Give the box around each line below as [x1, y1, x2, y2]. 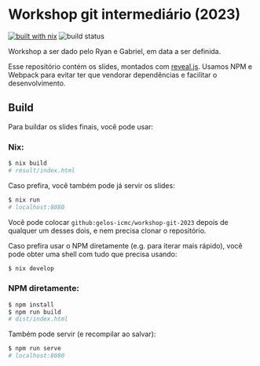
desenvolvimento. [8, 78, 66, 88]
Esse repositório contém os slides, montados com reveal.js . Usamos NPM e [8, 61, 253, 71]
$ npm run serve [8, 345, 61, 353]
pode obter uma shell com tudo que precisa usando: [8, 249, 178, 259]
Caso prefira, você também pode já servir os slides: [8, 180, 175, 190]
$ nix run [8, 196, 41, 204]
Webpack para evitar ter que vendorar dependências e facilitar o [8, 70, 218, 79]
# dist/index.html [8, 315, 68, 323]
